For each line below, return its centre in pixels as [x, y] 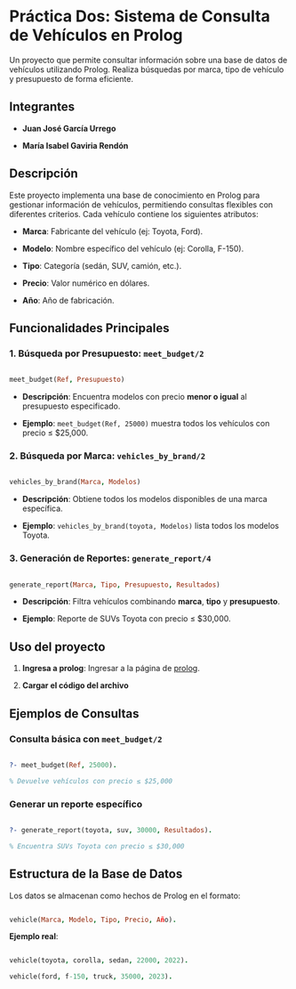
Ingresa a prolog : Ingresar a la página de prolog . [111, 669]
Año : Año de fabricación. [68, 300]
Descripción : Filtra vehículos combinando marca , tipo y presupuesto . [151, 602]
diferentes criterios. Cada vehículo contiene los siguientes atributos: [134, 214]
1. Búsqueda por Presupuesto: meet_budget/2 [107, 353]
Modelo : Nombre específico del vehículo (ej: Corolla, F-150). [133, 248]
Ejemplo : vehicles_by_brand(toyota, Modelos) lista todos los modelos [151, 526]
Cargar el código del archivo [75, 685]
